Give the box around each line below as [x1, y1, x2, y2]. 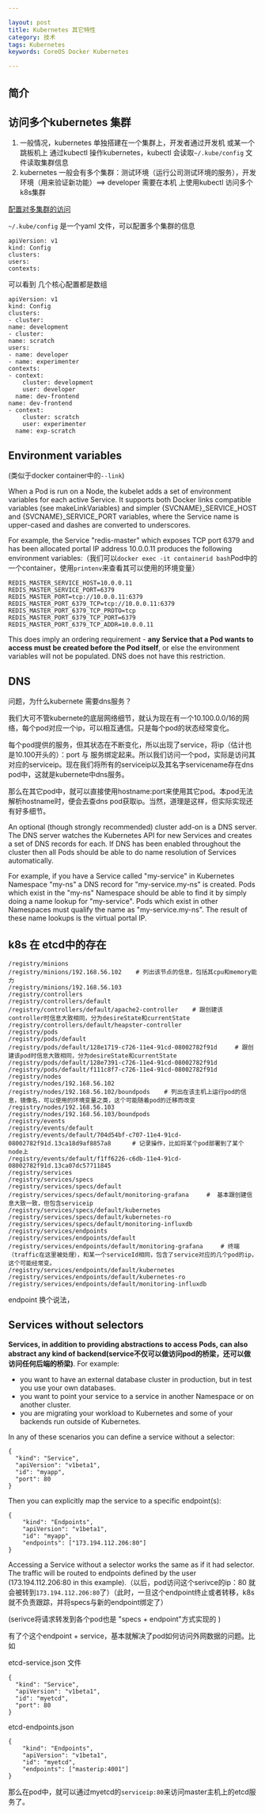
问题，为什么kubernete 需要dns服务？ [8, 696, 132, 706]
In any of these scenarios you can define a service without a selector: [8, 1431, 236, 1442]
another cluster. [19, 1400, 71, 1409]
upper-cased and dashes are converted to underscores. [8, 520, 191, 530]
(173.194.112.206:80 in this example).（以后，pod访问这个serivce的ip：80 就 [8, 1577, 256, 1587]
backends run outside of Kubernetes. [19, 1416, 141, 1426]
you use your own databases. [19, 1383, 116, 1393]
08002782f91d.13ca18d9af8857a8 [8, 1139, 112, 1147]
